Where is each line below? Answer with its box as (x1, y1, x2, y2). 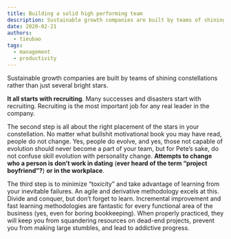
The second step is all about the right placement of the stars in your (7, 122, 199, 131)
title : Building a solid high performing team (7, 10, 143, 17)
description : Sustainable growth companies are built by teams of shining (7, 17, 226, 23)
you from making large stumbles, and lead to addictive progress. (7, 223, 190, 231)
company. (7, 109, 36, 117)
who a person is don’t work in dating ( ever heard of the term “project (7, 159, 208, 167)
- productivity (13, 55, 57, 62)
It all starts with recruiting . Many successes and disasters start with (7, 94, 201, 103)
